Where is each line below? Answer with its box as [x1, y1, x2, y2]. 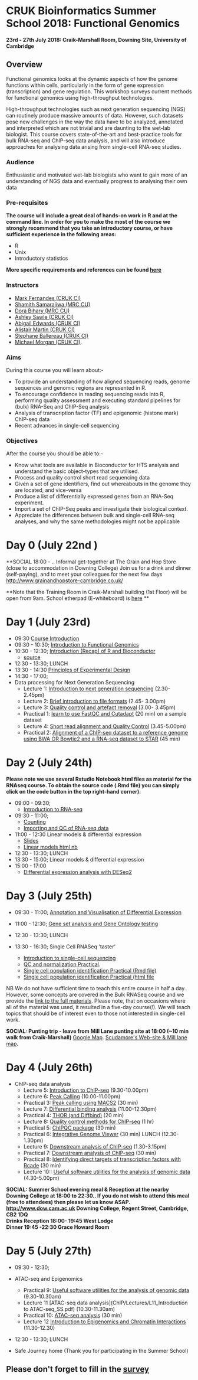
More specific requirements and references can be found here [6, 266, 162, 273]
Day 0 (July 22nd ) [6, 539, 98, 552]
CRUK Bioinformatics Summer [6, 4, 157, 18]
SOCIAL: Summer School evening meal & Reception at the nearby [6, 1186, 169, 1193]
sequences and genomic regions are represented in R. [14, 384, 147, 391]
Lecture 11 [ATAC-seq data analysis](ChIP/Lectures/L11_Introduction [23, 1299, 188, 1306]
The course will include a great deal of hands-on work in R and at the [6, 212, 178, 219]
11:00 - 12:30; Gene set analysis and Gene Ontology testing [14, 920, 159, 927]
